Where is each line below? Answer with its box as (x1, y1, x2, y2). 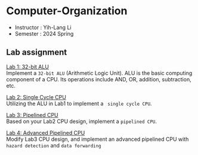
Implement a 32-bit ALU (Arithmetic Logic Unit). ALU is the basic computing (6, 69, 193, 77)
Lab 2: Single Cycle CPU (6, 93, 67, 100)
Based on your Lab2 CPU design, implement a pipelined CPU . (6, 118, 157, 125)
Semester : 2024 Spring (14, 30, 74, 37)
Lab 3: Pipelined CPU (6, 111, 58, 118)
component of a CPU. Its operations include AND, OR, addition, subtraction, (6, 75, 192, 83)
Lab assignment (6, 48, 67, 58)
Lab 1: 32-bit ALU (6, 63, 49, 70)
